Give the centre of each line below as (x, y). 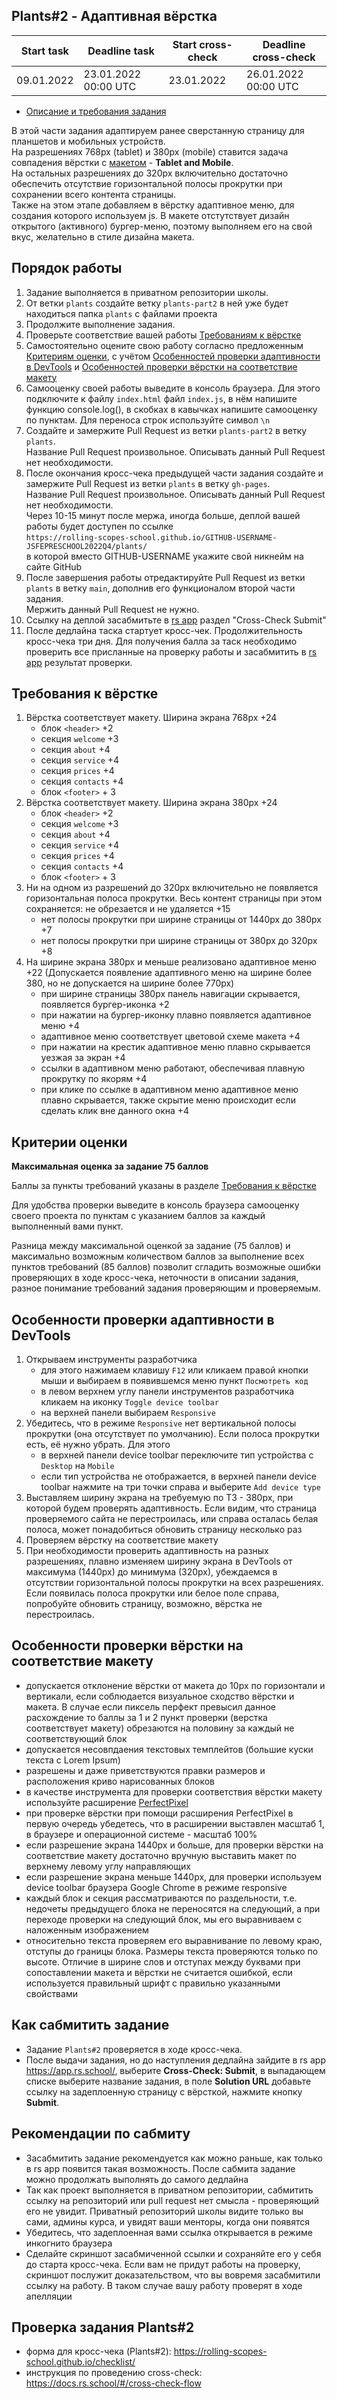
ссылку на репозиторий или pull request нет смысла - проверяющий (172, 2200)
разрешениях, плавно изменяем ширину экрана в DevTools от (159, 1561)
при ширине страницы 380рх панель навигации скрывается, (170, 994)
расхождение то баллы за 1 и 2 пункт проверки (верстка (146, 1717)
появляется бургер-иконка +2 (105, 1005)
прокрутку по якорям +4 (94, 1079)
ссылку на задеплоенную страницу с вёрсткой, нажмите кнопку (164, 2091)
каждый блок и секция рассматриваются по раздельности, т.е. (161, 1898)
